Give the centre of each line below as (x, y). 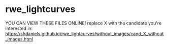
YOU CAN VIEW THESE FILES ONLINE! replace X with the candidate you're (83, 23)
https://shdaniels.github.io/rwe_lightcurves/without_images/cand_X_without (84, 33)
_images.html (19, 39)
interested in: (19, 28)
